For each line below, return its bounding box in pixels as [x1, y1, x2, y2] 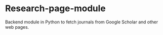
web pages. [5, 24, 29, 30]
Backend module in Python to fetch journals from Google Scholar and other [5, 19, 158, 25]
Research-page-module [5, 3, 106, 14]
